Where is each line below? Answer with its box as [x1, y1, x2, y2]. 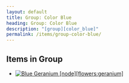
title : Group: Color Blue [6, 15, 71, 21]
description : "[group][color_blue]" [6, 25, 99, 32]
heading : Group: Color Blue [6, 20, 78, 26]
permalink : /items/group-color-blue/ [6, 32, 102, 38]
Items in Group [6, 54, 63, 64]
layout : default [6, 8, 47, 15]
